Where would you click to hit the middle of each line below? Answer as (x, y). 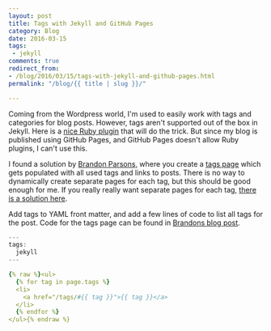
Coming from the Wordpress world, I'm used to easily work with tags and (130, 113)
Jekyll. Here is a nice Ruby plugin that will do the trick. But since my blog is (133, 131)
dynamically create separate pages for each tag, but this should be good (129, 181)
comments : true (34, 62)
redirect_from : (34, 69)
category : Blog (34, 31)
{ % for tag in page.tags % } (63, 282)
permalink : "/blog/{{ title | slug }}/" (78, 83)
